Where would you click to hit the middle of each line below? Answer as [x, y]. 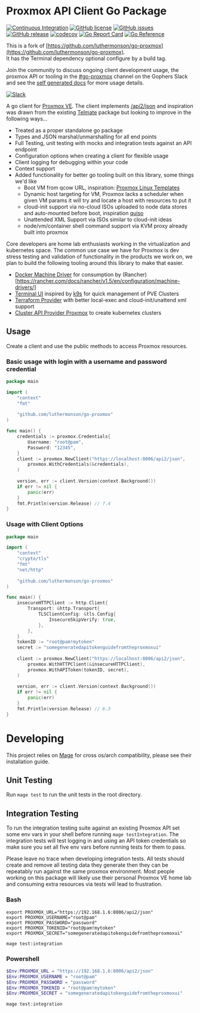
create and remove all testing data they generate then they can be [87, 865]
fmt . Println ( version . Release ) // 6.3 [64, 709]
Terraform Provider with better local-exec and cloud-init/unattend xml [101, 300]
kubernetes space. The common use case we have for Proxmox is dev [93, 250]
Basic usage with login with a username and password [87, 361]
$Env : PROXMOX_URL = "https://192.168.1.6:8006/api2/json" [80, 971]
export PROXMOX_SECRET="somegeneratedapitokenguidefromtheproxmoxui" [95, 933]
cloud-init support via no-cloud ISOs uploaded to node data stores [105, 206]
